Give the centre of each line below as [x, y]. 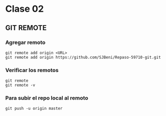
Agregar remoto [26, 42]
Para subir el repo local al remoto [47, 98]
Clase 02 [25, 9]
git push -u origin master [34, 109]
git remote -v [20, 85]
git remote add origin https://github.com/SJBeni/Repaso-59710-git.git [83, 57]
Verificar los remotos [32, 70]
